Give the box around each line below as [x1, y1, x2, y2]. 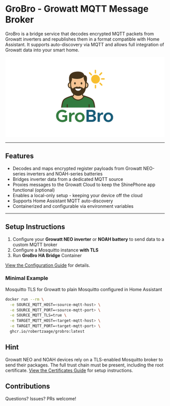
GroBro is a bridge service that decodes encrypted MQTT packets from [5, 30, 154, 37]
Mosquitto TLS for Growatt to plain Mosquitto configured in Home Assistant [5, 286, 162, 292]
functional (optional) [12, 186, 55, 193]
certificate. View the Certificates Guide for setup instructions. [5, 367, 133, 373]
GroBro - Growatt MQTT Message [5, 3, 149, 15]
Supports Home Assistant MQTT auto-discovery [12, 198, 113, 204]
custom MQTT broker [12, 241, 58, 247]
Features [5, 152, 34, 161]
